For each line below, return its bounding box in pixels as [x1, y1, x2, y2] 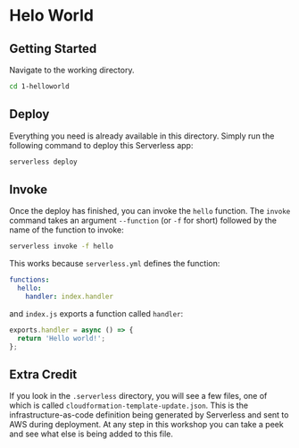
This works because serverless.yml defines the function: [9, 258, 220, 269]
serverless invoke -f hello [9, 242, 114, 251]
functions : [9, 275, 50, 284]
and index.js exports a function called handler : [9, 308, 184, 318]
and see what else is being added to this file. [9, 428, 174, 439]
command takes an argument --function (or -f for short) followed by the [9, 216, 277, 226]
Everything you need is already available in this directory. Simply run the [9, 131, 275, 141]
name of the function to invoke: [9, 224, 125, 235]
